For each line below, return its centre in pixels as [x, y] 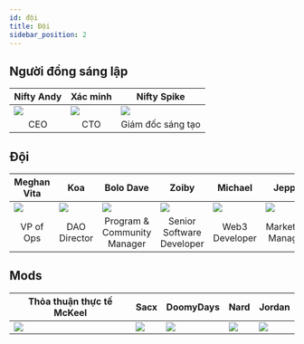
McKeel [71, 312]
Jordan [275, 307]
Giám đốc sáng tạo [161, 125]
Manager [127, 244]
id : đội [24, 18]
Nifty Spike [161, 97]
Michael [235, 188]
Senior [182, 221]
